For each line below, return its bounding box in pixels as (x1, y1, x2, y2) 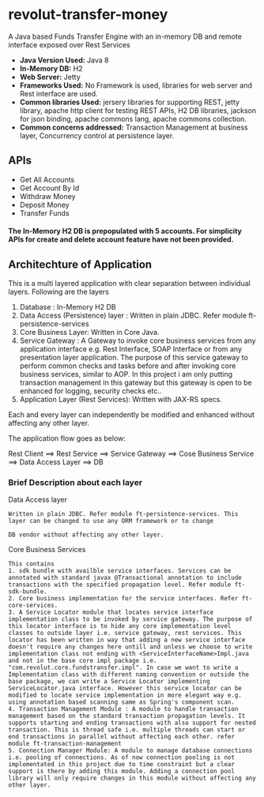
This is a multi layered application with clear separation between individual (8, 279, 251, 288)
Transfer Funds (19, 208, 70, 218)
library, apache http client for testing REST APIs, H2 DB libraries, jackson (19, 105, 257, 115)
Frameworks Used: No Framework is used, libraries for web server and (19, 81, 253, 90)
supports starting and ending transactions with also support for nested (8, 719, 257, 727)
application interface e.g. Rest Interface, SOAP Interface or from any (19, 344, 243, 354)
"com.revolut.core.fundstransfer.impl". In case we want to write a (8, 664, 239, 672)
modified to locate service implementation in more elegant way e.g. (8, 691, 243, 700)
